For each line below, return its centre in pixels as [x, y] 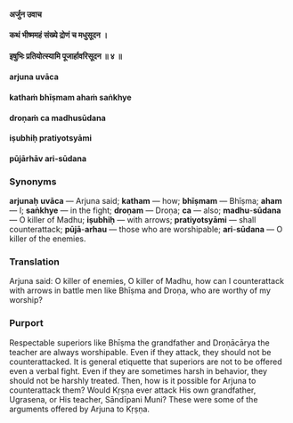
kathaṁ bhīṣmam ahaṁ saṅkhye [70, 97]
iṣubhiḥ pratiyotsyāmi [50, 138]
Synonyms [33, 182]
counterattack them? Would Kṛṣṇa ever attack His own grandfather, [133, 390]
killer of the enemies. [48, 239]
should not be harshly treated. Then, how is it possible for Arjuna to [133, 380]
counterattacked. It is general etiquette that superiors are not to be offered [146, 362]
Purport [26, 323]
